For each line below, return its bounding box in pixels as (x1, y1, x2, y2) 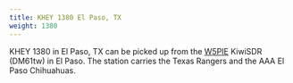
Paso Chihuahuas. (9, 64, 76, 76)
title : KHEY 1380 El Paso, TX (9, 12, 122, 22)
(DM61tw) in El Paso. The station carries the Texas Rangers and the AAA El (9, 55, 285, 66)
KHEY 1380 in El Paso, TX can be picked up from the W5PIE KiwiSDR (9, 46, 263, 56)
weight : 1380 (9, 21, 58, 30)
